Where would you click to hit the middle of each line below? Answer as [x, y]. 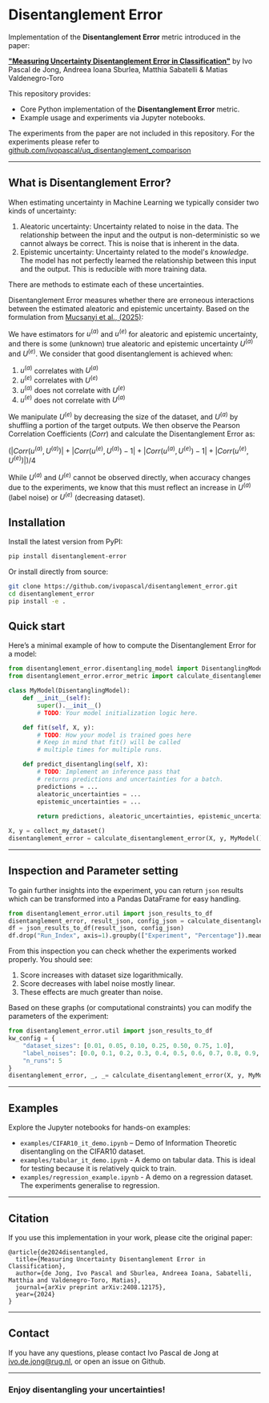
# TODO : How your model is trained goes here [114, 735]
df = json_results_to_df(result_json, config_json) [96, 928]
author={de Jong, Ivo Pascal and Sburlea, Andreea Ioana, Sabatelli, [134, 1273]
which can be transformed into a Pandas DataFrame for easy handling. [125, 899]
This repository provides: [50, 93]
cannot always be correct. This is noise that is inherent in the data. [129, 243]
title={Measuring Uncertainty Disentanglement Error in [110, 1259]
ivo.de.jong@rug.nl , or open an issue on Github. [87, 1361]
